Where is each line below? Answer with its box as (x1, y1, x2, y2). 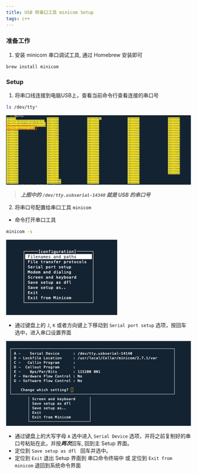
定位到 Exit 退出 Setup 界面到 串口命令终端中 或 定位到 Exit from (14, 455, 172, 462)
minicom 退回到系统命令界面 (14, 462, 81, 469)
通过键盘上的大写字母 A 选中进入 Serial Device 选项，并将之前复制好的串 (14, 432, 191, 440)
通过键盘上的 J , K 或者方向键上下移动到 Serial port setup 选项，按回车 (14, 321, 186, 328)
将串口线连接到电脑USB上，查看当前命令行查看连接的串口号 (14, 92, 159, 99)
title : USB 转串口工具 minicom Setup (6, 9, 94, 15)
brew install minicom (6, 63, 59, 70)
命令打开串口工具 (14, 216, 56, 223)
